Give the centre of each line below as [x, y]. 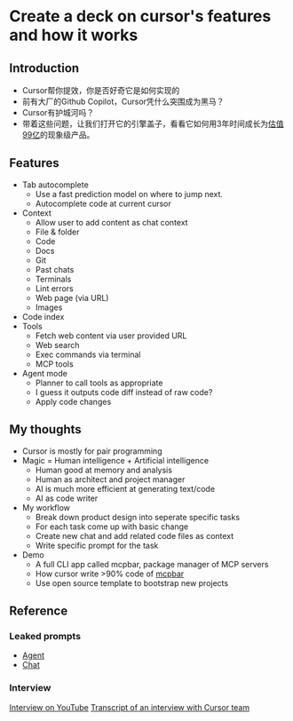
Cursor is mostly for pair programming [92, 451]
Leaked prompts [45, 636]
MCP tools [54, 364]
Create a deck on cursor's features [140, 16]
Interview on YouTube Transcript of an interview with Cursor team [130, 707]
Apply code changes [73, 401]
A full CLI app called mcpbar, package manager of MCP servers [152, 564]
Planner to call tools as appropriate [99, 383]
